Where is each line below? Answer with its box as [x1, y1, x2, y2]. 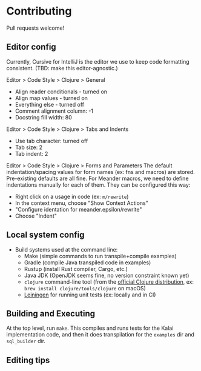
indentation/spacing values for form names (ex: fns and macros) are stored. [6, 168, 195, 175]
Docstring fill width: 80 [15, 113, 73, 121]
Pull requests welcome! [6, 24, 65, 32]
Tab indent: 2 [15, 150, 48, 157]
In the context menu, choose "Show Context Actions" [15, 199, 148, 207]
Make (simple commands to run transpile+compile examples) [24, 252, 177, 259]
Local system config [6, 230, 85, 240]
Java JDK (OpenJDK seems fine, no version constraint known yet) [24, 272, 189, 279]
